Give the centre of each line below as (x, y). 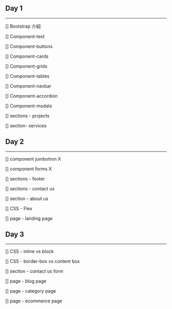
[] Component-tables (27, 76)
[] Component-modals (29, 106)
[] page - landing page (29, 218)
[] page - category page (31, 291)
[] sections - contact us (30, 188)
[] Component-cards (27, 56)
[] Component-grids (26, 66)
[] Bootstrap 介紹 (23, 26)
